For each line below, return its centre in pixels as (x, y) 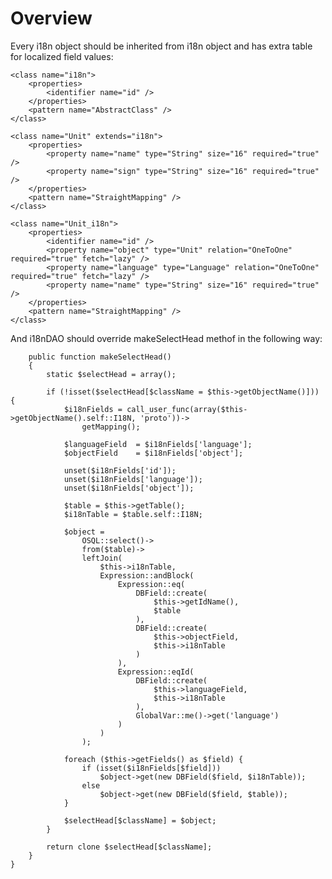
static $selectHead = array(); (111, 374)
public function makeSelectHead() (100, 357)
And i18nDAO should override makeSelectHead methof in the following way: (166, 338)
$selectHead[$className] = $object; (140, 820)
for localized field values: (62, 56)
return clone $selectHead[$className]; (129, 847)
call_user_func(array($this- (187, 409)
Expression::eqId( (156, 672)
